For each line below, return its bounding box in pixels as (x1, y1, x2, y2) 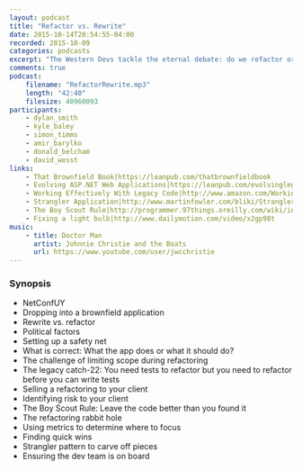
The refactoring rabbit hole (22, 412, 123, 423)
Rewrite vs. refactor (22, 317, 96, 328)
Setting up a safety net (22, 336, 107, 347)
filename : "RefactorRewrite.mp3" (25, 80, 151, 89)
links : (9, 164, 34, 173)
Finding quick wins (22, 431, 93, 442)
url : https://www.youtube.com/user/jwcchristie (32, 248, 216, 257)
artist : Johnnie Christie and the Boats (32, 240, 187, 249)
